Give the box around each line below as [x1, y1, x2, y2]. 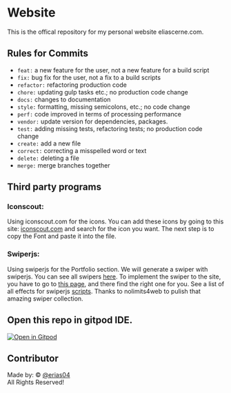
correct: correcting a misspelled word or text [17, 146, 147, 154]
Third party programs [7, 181, 102, 193]
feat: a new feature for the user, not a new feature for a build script [17, 65, 210, 74]
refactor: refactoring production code [17, 81, 128, 89]
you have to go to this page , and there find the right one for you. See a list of [7, 279, 225, 288]
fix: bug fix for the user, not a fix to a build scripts [17, 73, 161, 81]
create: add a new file [17, 139, 81, 148]
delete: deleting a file [17, 154, 79, 162]
